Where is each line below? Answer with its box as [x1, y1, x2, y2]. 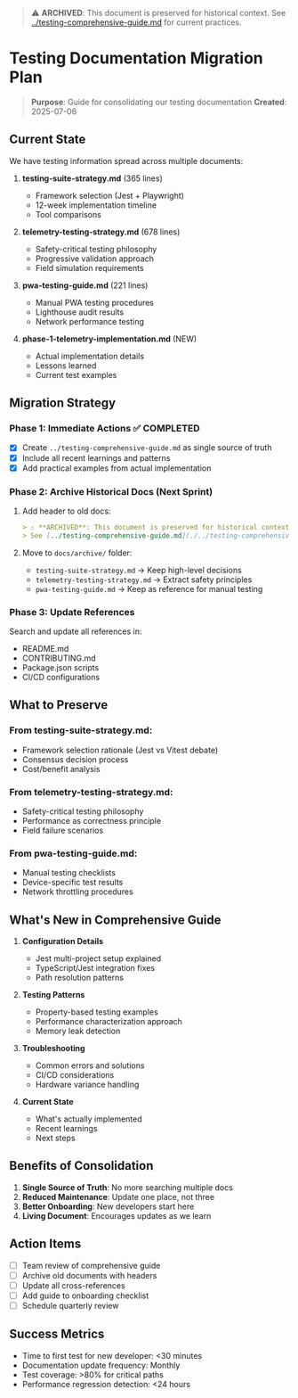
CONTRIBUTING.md [21, 653, 96, 663]
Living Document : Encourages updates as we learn [21, 1210, 212, 1221]
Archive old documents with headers [21, 1270, 157, 1280]
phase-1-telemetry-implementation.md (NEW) [21, 333, 197, 344]
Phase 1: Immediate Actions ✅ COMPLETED [9, 423, 200, 435]
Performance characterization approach [35, 1016, 182, 1027]
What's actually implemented [35, 1114, 142, 1124]
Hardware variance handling [35, 1079, 140, 1090]
